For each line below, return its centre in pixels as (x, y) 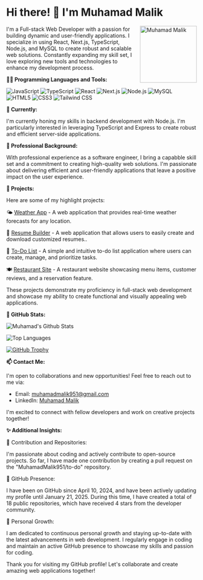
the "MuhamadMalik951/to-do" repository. (59, 467)
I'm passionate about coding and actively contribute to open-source (91, 454)
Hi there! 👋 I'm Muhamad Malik (85, 12)
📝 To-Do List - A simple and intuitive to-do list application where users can (99, 251)
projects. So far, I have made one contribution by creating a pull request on (99, 460)
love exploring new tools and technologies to (62, 61)
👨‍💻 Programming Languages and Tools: (57, 79)
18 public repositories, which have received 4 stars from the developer (94, 503)
